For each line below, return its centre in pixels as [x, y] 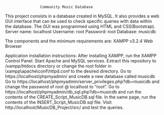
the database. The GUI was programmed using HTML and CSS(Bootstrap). [80, 26]
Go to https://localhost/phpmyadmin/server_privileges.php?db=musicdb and [82, 81]
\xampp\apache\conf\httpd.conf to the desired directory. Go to [68, 71]
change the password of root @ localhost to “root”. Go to [62, 87]
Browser [13, 46]
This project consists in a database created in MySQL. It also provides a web [82, 16]
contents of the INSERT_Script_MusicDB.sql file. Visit [58, 102]
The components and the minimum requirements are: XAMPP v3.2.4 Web [79, 41]
